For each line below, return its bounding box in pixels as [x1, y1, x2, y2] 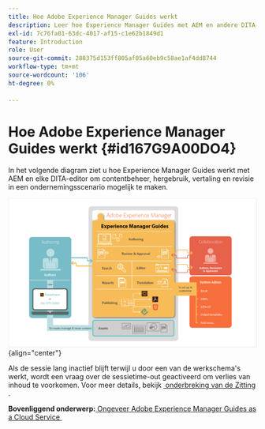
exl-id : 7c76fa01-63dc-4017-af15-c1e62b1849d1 [8, 29, 164, 37]
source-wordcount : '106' [8, 71, 90, 79]
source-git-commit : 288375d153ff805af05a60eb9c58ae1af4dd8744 [8, 55, 217, 62]
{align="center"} [8, 348, 62, 358]
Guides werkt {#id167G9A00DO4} [8, 139, 237, 157]
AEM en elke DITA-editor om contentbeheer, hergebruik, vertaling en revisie [8, 174, 255, 183]
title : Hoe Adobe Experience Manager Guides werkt [8, 13, 178, 21]
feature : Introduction [8, 38, 83, 46]
